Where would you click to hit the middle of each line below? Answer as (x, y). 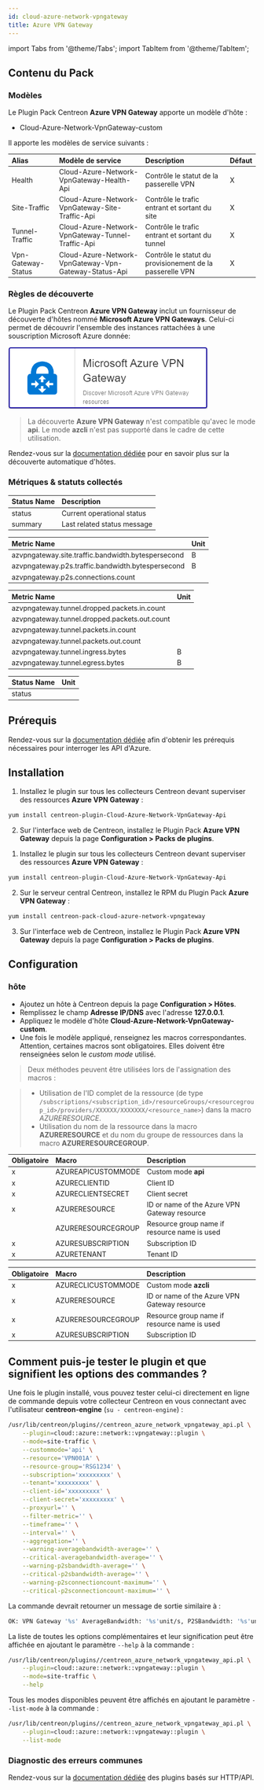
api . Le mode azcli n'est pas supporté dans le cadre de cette (126, 430)
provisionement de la (179, 263)
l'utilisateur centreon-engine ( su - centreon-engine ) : (96, 1410)
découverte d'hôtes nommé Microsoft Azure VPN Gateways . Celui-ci (121, 319)
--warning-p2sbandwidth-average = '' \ (84, 1566)
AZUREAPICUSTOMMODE (98, 1172)
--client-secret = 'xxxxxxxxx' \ (73, 1500)
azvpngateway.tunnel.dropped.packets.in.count (88, 608)
